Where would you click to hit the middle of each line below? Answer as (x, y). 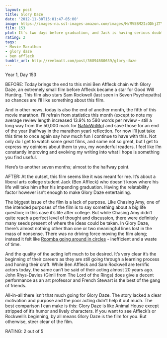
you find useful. (21, 158)
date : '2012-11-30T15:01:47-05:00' (42, 19)
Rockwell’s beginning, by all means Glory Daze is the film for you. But (76, 317)
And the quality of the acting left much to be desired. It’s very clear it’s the (81, 254)
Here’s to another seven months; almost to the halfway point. (68, 167)
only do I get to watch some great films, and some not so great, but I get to (82, 142)
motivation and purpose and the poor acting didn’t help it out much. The (79, 301)
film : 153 (15, 28)
